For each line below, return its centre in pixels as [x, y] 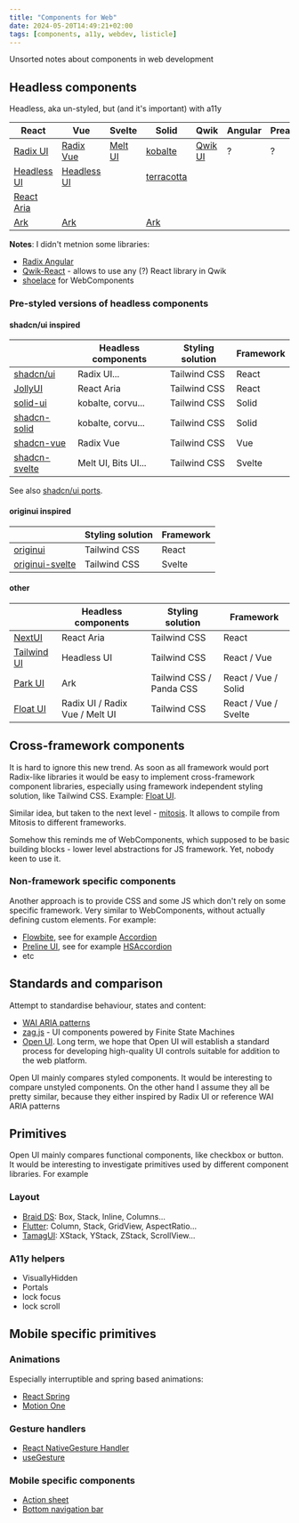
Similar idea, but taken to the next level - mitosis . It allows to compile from [145, 813]
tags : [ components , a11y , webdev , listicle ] [93, 34]
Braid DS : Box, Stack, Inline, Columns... [94, 1216]
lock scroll [41, 1306]
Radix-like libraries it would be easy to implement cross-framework [132, 777]
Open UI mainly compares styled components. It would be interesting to [141, 1077]
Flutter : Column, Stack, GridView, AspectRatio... [109, 1226]
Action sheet [45, 1500]
